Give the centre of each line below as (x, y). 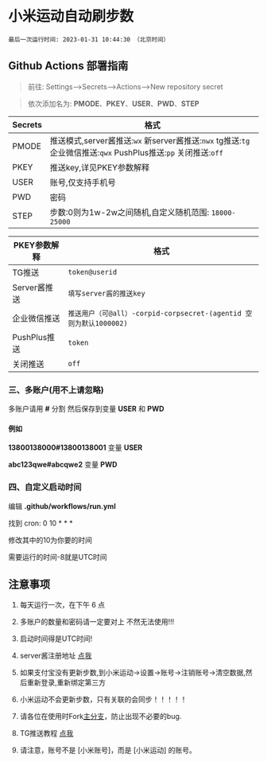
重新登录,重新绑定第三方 (66, 682)
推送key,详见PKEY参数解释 (99, 167)
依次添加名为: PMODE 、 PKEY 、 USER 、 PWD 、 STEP (114, 104)
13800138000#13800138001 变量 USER (75, 447)
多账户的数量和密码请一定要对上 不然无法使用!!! (97, 622)
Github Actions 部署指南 (68, 66)
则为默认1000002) (98, 323)
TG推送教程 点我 (46, 733)
